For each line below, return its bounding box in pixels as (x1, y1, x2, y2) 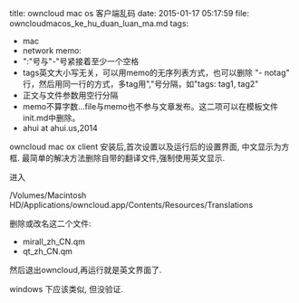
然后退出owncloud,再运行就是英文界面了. (9, 265, 162, 275)
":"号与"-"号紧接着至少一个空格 (22, 56, 140, 66)
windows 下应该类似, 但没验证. (9, 284, 124, 294)
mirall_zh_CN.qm (22, 236, 86, 247)
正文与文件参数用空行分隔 (22, 90, 119, 100)
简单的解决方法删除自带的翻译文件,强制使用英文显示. (29, 153, 226, 163)
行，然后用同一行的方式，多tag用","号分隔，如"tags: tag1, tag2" (22, 79, 259, 89)
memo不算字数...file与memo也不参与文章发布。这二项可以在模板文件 (22, 101, 279, 111)
